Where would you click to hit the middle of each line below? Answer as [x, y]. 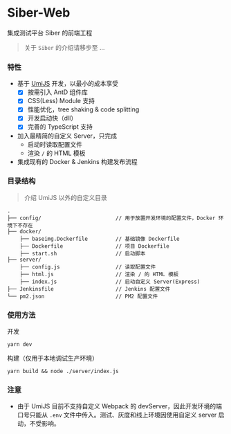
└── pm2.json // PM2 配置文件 [83, 296]
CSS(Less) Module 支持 [61, 101]
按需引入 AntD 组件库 [58, 92]
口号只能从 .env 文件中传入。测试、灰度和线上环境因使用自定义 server [117, 415]
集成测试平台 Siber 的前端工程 [50, 33]
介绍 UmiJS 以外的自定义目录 [65, 197]
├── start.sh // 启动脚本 [83, 253]
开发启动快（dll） [52, 118]
